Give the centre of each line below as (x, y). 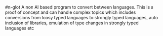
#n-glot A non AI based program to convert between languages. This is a (80, 7)
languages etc (20, 28)
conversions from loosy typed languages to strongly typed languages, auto (81, 18)
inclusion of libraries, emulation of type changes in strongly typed (72, 23)
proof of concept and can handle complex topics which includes (71, 12)
